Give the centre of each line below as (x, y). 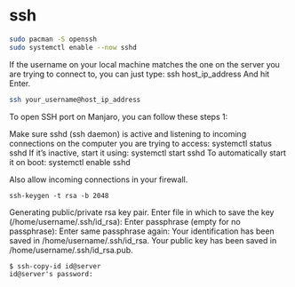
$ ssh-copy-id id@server (55, 266)
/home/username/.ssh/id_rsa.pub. (71, 250)
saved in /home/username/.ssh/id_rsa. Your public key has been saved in (143, 240)
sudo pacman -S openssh (53, 39)
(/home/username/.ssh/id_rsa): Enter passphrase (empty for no (125, 221)
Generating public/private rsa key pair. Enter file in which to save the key (142, 212)
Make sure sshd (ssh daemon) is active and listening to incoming (128, 133)
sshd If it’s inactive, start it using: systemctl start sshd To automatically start (148, 153)
